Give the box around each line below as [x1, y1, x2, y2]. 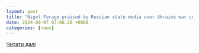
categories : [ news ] [6, 24, 54, 31]
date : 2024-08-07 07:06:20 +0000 [6, 19, 89, 25]
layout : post [6, 8, 38, 15]
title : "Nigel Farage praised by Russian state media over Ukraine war [6, 14, 187, 20]
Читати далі [6, 41, 36, 48]
